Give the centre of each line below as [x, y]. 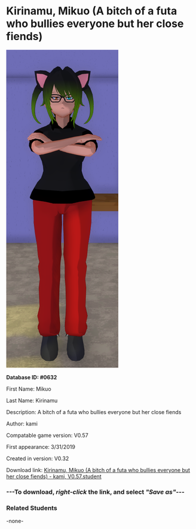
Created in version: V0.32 [38, 458]
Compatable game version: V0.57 [47, 435]
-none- [15, 521]
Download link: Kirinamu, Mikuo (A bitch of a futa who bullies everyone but [98, 470]
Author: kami [22, 424]
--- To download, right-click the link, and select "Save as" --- [96, 492]
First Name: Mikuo [29, 389]
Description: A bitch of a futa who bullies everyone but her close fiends [94, 412]
